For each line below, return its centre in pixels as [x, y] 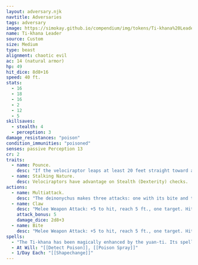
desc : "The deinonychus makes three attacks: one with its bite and [103, 198]
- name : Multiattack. [38, 192]
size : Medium [22, 45]
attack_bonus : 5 [37, 215]
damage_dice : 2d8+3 [41, 220]
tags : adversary [26, 22]
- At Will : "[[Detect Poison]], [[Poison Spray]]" [75, 248]
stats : [14, 83]
